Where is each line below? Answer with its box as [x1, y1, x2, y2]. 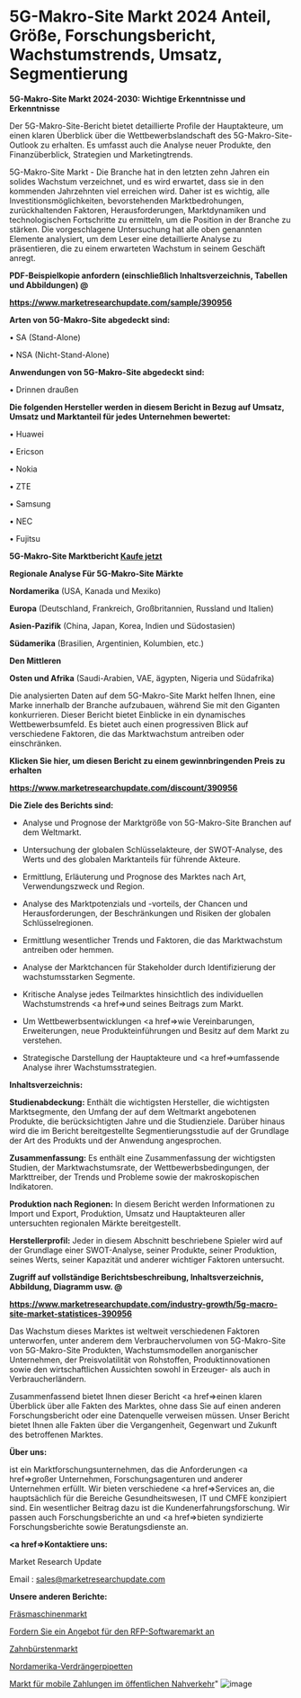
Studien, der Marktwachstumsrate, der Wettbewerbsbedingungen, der [9, 1162, 270, 1172]
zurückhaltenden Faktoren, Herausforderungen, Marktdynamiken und [9, 204, 267, 215]
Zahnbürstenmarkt [9, 1643, 78, 1654]
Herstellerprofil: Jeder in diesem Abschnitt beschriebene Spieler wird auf [9, 1235, 283, 1245]
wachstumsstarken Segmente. [22, 971, 136, 982]
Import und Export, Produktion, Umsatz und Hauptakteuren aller [9, 1208, 245, 1218]
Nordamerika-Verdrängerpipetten [9, 1660, 133, 1671]
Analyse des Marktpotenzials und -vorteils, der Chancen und [22, 898, 249, 909]
